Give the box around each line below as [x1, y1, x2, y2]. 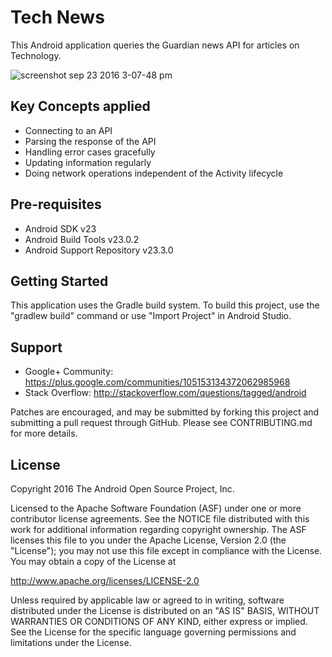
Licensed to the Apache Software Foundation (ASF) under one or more [10, 502, 302, 514]
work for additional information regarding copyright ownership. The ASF [10, 524, 307, 535]
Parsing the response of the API [24, 135, 157, 147]
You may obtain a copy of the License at [10, 556, 177, 567]
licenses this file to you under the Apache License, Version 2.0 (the [10, 534, 287, 546]
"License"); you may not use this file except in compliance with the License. [10, 545, 323, 556]
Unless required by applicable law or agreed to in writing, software [10, 594, 285, 606]
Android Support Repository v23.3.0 [24, 244, 174, 256]
